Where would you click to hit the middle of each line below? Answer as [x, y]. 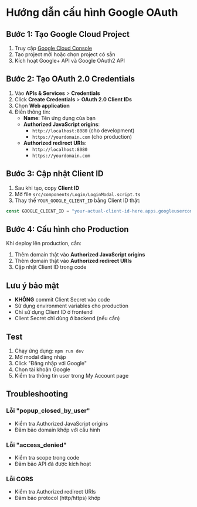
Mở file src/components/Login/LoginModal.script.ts [77, 194]
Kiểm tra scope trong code [47, 457]
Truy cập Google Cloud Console [53, 48]
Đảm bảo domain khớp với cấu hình [57, 430]
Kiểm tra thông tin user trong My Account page [72, 375]
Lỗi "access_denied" [36, 445]
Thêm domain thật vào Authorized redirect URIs [73, 261]
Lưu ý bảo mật [33, 285]
